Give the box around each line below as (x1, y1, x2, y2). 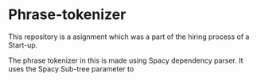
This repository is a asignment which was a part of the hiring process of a (8, 32, 250, 41)
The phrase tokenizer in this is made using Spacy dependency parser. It (8, 56, 244, 65)
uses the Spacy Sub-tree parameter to (8, 64, 134, 73)
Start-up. (8, 40, 38, 49)
